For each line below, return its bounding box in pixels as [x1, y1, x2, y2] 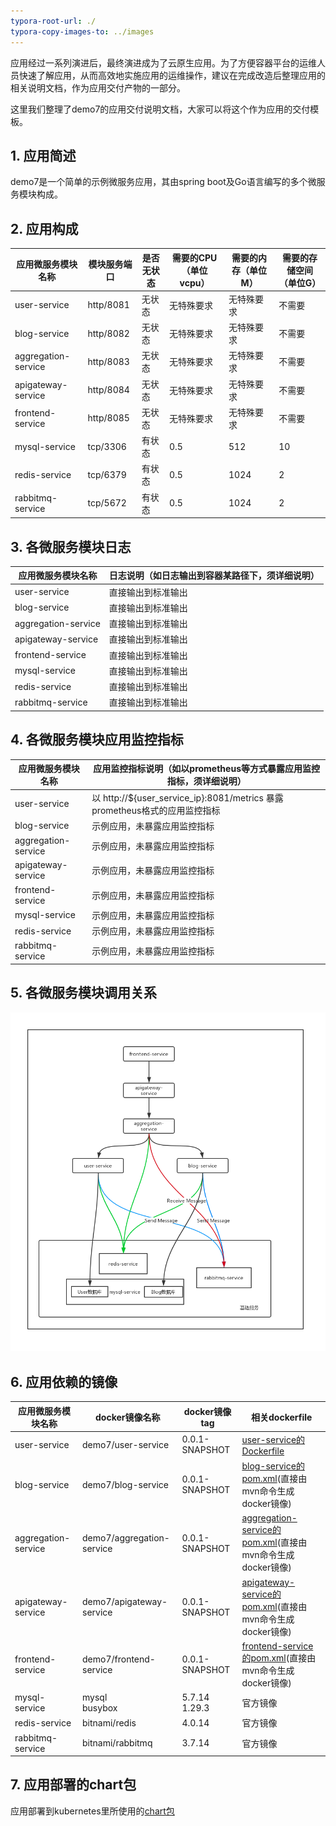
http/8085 [87, 412, 130, 424]
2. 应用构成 [10, 220, 79, 237]
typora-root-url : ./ [10, 16, 97, 26]
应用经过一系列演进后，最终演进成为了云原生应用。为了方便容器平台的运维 [10, 56, 317, 69]
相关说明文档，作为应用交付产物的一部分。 [10, 81, 186, 94]
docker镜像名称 [95, 1411, 161, 1423]
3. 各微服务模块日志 [10, 538, 132, 555]
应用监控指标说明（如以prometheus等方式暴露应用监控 [93, 763, 320, 775]
